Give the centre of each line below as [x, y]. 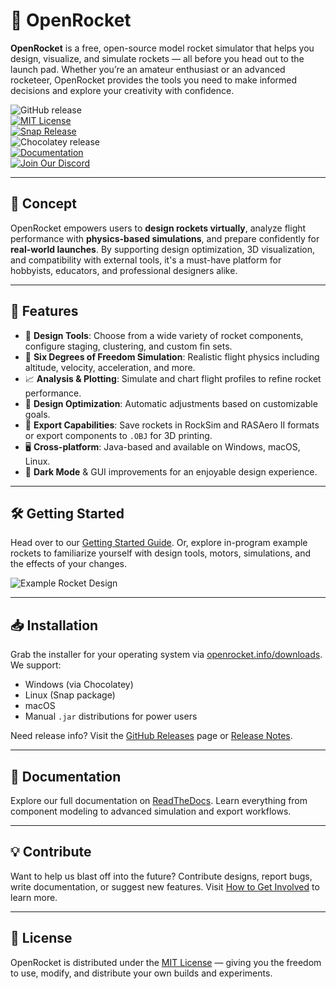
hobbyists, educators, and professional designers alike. [124, 270]
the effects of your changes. [69, 564]
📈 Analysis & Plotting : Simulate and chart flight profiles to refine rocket [173, 378]
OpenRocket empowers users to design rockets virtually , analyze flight [158, 228]
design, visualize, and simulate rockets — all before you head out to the [157, 58]
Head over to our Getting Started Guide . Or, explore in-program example [159, 543]
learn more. [34, 897]
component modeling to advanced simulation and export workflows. [151, 811]
